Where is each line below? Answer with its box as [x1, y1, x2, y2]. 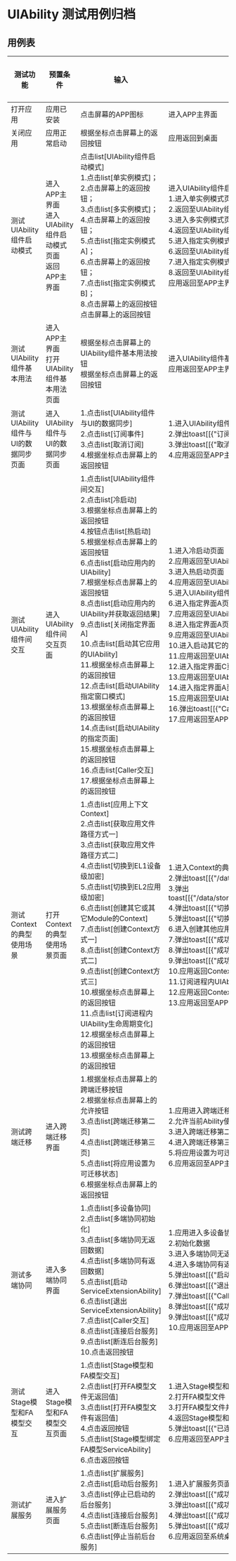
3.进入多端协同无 [168, 1249, 225, 1258]
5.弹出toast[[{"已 [168, 1423, 225, 1433]
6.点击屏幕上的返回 [80, 257, 144, 267]
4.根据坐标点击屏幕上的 [80, 450, 158, 460]
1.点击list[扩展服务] [80, 1468, 145, 1478]
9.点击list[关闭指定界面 [80, 619, 156, 629]
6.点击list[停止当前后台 [80, 1532, 156, 1541]
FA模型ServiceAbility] [80, 1444, 152, 1454]
